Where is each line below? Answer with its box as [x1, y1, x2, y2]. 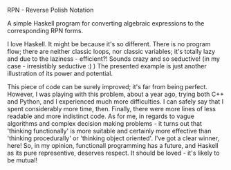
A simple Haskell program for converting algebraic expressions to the [7, 19, 205, 27]
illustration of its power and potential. [7, 69, 113, 77]
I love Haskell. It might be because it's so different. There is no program [7, 40, 211, 48]
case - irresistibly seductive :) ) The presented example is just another [7, 62, 207, 70]
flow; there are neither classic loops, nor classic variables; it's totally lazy [7, 48, 216, 55]
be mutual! [7, 156, 38, 164]
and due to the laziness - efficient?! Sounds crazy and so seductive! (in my [7, 55, 220, 63]
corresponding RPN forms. [7, 27, 84, 35]
